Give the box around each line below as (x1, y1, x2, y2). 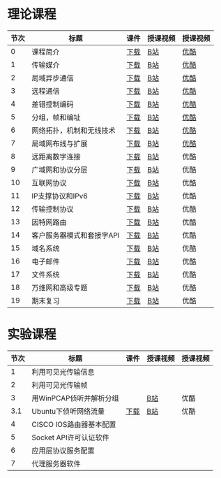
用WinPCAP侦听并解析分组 (31, 393, 119, 403)
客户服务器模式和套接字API (31, 230, 120, 240)
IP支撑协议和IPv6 (31, 191, 89, 201)
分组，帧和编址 (31, 113, 82, 122)
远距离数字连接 (31, 152, 82, 161)
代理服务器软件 (31, 458, 82, 468)
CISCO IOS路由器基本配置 (31, 419, 116, 429)
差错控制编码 (31, 99, 75, 109)
